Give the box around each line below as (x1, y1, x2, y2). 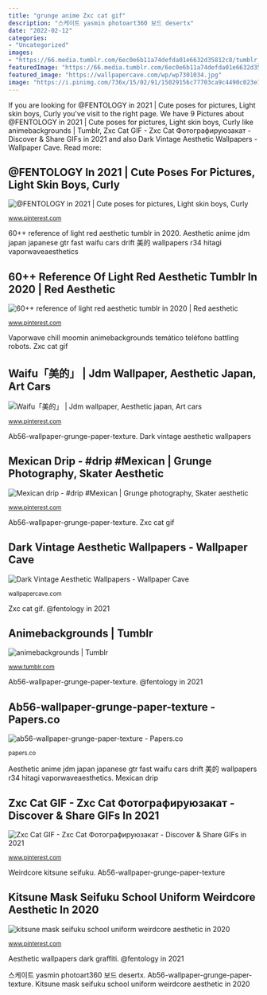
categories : (8, 33, 48, 42)
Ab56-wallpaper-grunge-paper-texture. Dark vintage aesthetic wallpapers (8, 431, 252, 441)
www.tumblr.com (8, 663, 55, 672)
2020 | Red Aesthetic (8, 282, 116, 296)
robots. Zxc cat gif (8, 342, 68, 351)
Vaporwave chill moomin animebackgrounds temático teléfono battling (8, 333, 239, 343)
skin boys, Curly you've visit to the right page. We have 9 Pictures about (8, 108, 245, 118)
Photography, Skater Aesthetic (8, 467, 164, 480)
